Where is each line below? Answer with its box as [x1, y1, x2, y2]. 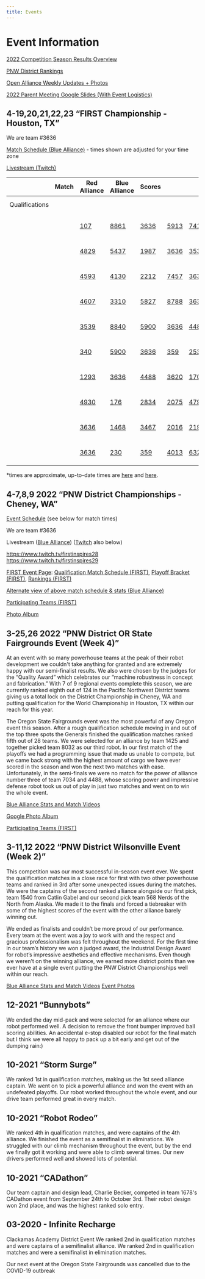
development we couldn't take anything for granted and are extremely [6, 661, 182, 668]
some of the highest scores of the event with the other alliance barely [6, 906, 181, 914]
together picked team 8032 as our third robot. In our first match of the [6, 743, 182, 751]
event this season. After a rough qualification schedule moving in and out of [6, 724, 197, 731]
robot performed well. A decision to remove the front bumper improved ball [6, 1022, 195, 1030]
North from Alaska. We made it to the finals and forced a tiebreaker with [6, 900, 187, 908]
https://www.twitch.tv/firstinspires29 [6, 557, 99, 564]
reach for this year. [6, 706, 54, 713]
